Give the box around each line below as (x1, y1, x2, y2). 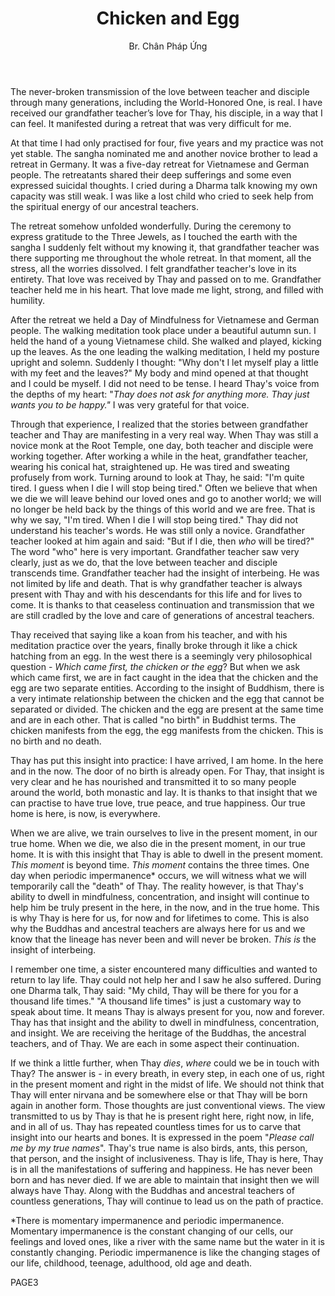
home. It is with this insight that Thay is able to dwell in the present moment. (10, 848, 324, 860)
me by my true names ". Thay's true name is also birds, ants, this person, (10, 1142, 308, 1154)
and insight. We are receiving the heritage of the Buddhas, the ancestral (10, 1027, 307, 1039)
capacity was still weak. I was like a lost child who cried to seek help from (10, 190, 314, 202)
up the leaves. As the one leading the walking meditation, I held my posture (10, 345, 320, 357)
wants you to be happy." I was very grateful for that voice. (10, 398, 250, 411)
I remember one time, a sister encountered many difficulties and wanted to (10, 963, 318, 975)
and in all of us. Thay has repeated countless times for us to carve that (10, 1120, 302, 1132)
